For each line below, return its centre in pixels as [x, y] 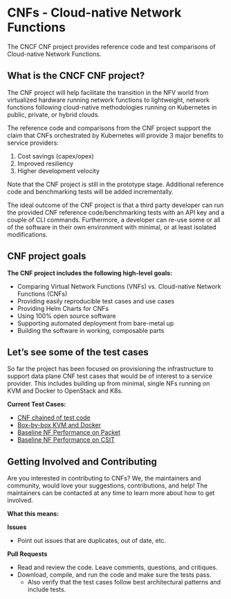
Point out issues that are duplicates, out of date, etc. [92, 541]
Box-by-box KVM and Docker [59, 425]
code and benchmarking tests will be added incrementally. [91, 191]
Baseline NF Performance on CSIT [66, 440]
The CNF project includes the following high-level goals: [90, 273]
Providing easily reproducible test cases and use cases [96, 301]
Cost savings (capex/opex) [56, 156]
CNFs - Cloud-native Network [94, 13]
